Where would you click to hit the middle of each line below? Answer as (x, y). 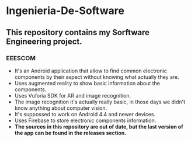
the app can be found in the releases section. (70, 133)
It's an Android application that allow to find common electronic (91, 71)
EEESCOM (21, 58)
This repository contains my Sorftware (78, 32)
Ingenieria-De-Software (65, 11)
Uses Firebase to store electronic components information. (85, 120)
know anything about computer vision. (61, 108)
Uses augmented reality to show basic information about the (87, 83)
